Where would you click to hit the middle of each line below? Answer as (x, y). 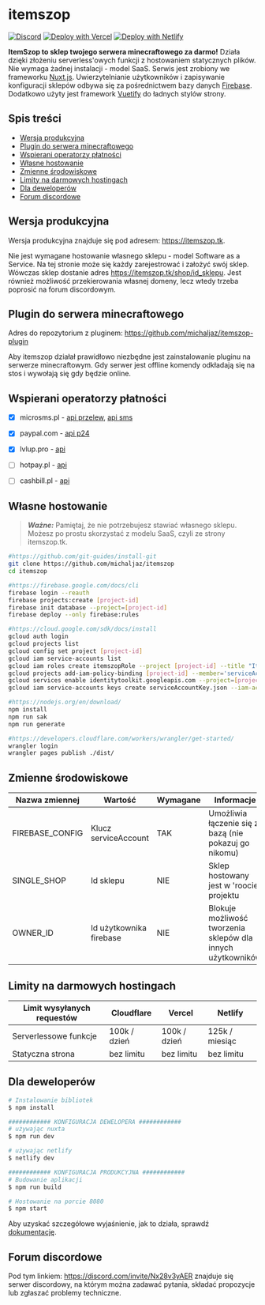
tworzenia (227, 928)
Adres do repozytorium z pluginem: (66, 333)
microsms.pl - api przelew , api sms (76, 417)
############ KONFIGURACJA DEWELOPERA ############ (95, 1122)
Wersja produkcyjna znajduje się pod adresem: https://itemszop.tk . (117, 240)
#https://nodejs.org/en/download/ (65, 702)
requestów (56, 1017)
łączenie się (230, 824)
